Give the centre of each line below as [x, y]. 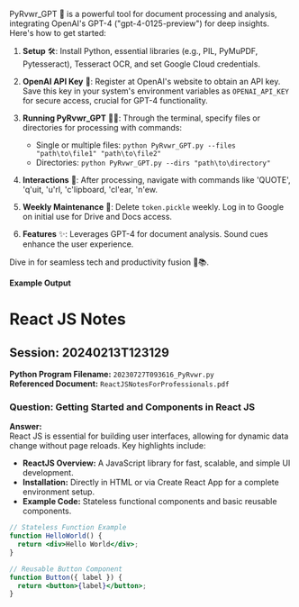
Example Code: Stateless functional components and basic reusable [149, 502]
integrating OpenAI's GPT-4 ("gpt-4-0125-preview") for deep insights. [140, 23]
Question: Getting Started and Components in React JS [132, 407]
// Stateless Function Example [68, 528]
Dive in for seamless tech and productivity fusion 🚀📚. [109, 262]
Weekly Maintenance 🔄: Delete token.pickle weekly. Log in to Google [153, 207]
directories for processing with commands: [102, 127]
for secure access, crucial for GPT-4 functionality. [115, 100]
